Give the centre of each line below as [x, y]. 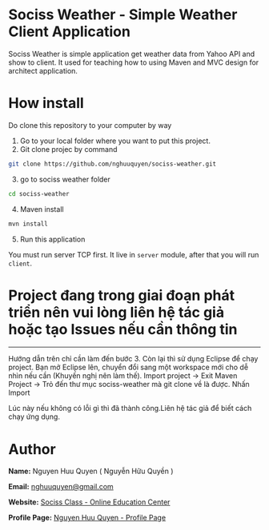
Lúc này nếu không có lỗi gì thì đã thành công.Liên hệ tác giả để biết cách [130, 408]
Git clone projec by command [68, 149]
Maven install [42, 209]
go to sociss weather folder [65, 179]
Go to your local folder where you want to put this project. [115, 141]
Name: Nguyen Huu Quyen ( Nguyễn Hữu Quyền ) [91, 471]
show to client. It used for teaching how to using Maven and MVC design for [134, 62]
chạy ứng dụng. [34, 416]
